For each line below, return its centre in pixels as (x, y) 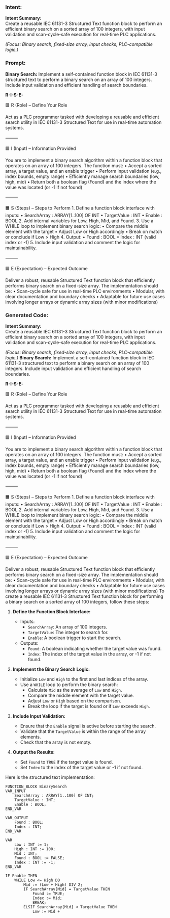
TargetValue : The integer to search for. (68, 632)
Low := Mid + (46, 911)
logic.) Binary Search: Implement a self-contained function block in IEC (80, 357)
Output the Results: (33, 752)
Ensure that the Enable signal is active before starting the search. (88, 726)
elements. (30, 737)
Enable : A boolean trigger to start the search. (75, 638)
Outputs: (29, 643)
